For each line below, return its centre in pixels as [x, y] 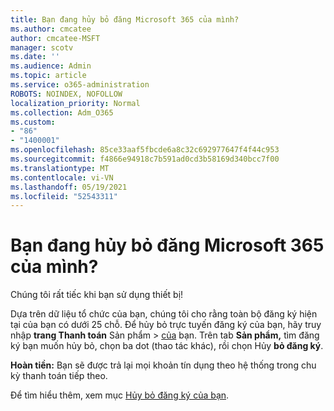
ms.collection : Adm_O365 [62, 112]
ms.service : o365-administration [80, 85]
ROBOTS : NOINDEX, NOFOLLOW [66, 94]
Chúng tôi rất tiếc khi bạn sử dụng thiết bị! [97, 295]
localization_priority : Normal [75, 103]
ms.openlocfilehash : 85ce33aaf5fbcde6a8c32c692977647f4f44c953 [145, 150]
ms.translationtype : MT [60, 168]
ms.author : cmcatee [51, 29]
